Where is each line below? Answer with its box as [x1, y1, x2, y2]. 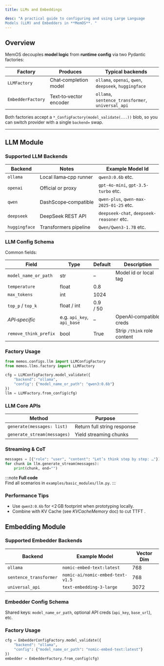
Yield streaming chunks [75, 431, 129, 438]
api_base [60, 320, 80, 325]
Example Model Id [106, 165, 149, 172]
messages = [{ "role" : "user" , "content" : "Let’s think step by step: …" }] [5, 457, 161, 462]
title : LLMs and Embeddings [5, 7, 62, 12]
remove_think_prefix [7, 331, 55, 337]
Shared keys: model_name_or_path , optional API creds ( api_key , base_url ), [5, 609, 152, 616]
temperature [7, 284, 36, 290]
